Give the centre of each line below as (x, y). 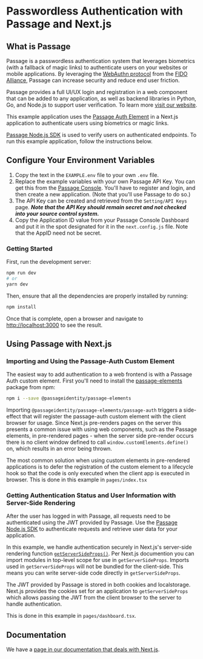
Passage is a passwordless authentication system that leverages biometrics (101, 61)
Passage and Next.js (59, 24)
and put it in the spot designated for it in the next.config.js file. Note (101, 226)
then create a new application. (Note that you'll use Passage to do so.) (103, 194)
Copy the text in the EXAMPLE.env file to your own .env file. (87, 175)
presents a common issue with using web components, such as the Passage (101, 429)
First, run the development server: (49, 262)
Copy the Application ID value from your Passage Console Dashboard (102, 220)
